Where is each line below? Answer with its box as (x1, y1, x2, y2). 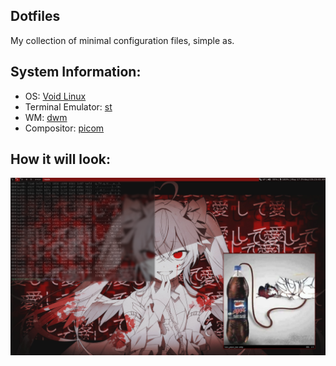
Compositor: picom (24, 122, 105, 134)
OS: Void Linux (24, 90, 87, 102)
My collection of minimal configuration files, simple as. (10, 34, 235, 46)
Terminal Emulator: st (24, 100, 113, 113)
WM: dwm (24, 111, 68, 123)
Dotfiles (10, 8, 61, 25)
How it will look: (10, 151, 112, 168)
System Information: (10, 64, 142, 81)
